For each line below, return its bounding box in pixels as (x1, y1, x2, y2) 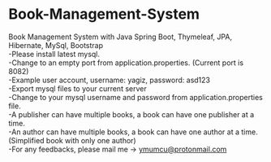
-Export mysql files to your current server (8, 83, 148, 94)
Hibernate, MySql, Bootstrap (8, 40, 104, 50)
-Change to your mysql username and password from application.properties (8, 92, 264, 102)
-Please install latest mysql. (8, 49, 100, 59)
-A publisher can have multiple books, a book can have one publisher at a (8, 109, 255, 119)
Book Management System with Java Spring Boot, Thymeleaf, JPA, (8, 32, 233, 42)
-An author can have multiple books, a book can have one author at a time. (8, 127, 258, 137)
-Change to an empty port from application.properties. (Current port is (8, 58, 244, 68)
